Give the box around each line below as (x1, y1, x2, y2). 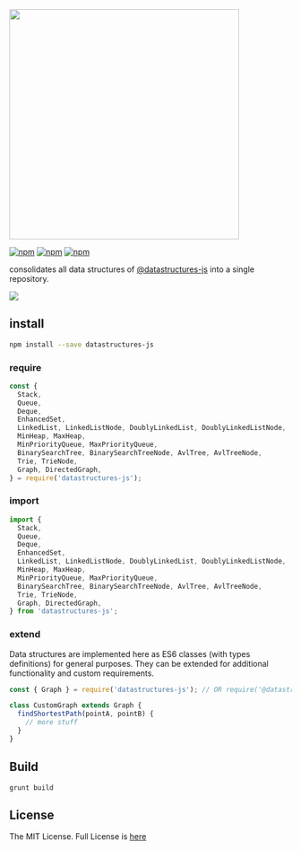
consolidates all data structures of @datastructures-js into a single (9, 264, 255, 275)
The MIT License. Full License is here (9, 831, 147, 842)
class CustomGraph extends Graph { (9, 701, 142, 710)
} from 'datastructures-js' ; (9, 607, 118, 616)
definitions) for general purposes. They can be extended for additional (9, 658, 269, 669)
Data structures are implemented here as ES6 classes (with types (9, 648, 251, 659)
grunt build (9, 783, 54, 793)
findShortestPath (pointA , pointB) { (17, 709, 154, 719)
